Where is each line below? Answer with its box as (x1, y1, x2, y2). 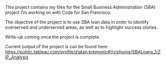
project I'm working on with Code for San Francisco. (5, 9, 111, 15)
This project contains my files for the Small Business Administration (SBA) (5, 4, 156, 10)
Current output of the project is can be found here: (5, 44, 109, 49)
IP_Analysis (5, 54, 29, 60)
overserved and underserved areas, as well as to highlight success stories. (5, 24, 158, 30)
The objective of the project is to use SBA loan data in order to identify (5, 19, 149, 25)
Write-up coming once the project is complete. (5, 34, 101, 40)
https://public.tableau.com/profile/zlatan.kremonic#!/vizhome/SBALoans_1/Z (5, 49, 161, 55)
